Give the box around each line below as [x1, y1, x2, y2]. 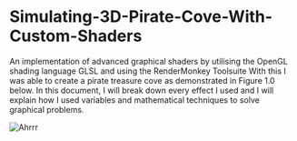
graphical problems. [9, 104, 84, 115]
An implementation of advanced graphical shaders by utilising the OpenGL [9, 55, 288, 66]
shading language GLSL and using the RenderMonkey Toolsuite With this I [9, 65, 286, 76]
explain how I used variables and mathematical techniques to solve [9, 94, 261, 106]
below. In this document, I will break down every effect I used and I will [9, 85, 274, 96]
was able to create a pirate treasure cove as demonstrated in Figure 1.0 [9, 75, 275, 86]
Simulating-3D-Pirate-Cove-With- [9, 6, 273, 27]
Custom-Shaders [9, 25, 143, 46]
